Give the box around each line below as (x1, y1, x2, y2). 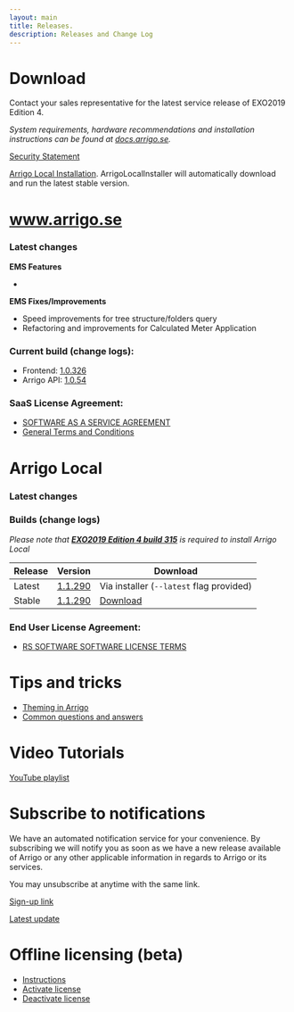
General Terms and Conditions (21, 427, 135, 437)
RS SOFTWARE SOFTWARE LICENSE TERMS (21, 642, 187, 652)
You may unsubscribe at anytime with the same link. (9, 878, 200, 889)
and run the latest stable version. (9, 178, 130, 188)
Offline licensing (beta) (9, 945, 184, 965)
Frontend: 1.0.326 (21, 365, 87, 376)
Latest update (9, 913, 61, 924)
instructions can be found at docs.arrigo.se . (9, 134, 171, 145)
